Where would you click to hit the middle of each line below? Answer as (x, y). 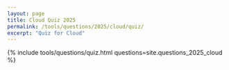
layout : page (26, 14)
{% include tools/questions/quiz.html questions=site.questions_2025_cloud (115, 53)
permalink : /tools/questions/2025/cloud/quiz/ (76, 26)
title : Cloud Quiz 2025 (42, 20)
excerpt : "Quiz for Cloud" (46, 33)
